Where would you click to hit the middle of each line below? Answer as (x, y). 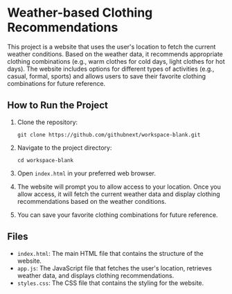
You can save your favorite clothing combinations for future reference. (117, 215)
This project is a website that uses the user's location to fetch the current (111, 46)
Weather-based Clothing (80, 13)
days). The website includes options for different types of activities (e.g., (111, 69)
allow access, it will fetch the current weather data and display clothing (118, 194)
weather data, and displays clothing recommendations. (96, 275)
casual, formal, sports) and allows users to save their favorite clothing (107, 76)
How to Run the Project (58, 105)
